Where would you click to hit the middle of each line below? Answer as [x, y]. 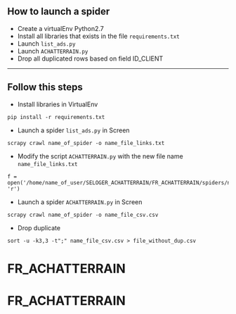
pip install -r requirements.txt [56, 117]
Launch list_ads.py [46, 43]
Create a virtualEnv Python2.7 [60, 28]
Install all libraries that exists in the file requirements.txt [99, 36]
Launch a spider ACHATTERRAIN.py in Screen [80, 202]
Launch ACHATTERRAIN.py [53, 51]
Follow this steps [45, 87]
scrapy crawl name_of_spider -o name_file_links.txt [86, 143]
